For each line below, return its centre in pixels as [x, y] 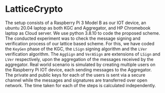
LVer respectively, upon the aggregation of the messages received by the [79, 59]
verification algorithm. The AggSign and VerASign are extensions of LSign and [83, 54]
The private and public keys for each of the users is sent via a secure [75, 75]
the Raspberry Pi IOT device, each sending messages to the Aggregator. [78, 69]
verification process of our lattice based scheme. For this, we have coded [80, 43]
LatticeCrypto [34, 9]
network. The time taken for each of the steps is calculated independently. [81, 85]
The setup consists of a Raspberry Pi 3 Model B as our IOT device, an [76, 23]
